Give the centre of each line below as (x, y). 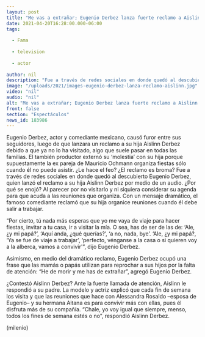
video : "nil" (23, 92)
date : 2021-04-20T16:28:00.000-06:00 (54, 23)
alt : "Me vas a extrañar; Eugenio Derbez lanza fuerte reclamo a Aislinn (102, 103)
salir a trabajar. (25, 209)
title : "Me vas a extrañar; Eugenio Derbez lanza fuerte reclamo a (94, 18)
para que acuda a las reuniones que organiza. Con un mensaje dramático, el (102, 196)
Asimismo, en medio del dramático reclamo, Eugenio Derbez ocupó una (96, 259)
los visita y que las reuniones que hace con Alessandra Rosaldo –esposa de (101, 297)
